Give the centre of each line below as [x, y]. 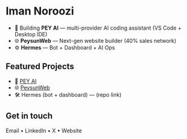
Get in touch [29, 116]
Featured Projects [40, 67]
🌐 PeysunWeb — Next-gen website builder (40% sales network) [95, 40]
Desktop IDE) [31, 34]
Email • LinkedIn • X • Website [44, 131]
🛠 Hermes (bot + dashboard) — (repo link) [68, 94]
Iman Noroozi [40, 11]
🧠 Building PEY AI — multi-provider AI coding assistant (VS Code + [98, 28]
